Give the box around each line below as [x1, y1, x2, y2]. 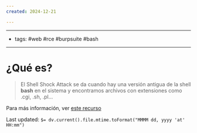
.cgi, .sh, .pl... [20, 93, 53, 100]
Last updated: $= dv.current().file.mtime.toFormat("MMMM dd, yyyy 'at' [6, 115, 185, 123]
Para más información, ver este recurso [6, 104, 101, 111]
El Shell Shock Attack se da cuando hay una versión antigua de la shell [20, 80, 191, 88]
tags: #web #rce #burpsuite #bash [14, 35, 98, 42]
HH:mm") [6, 122, 25, 128]
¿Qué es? [6, 61, 53, 74]
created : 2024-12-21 [6, 8, 57, 15]
